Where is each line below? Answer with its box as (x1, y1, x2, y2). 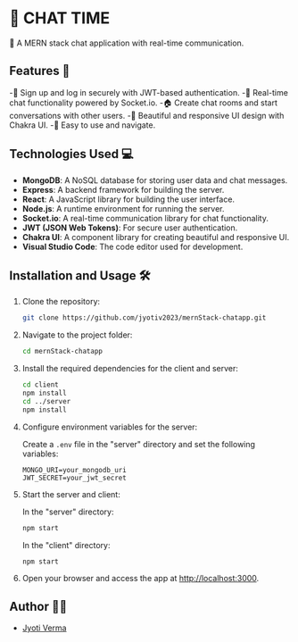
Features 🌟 (9, 63, 70, 79)
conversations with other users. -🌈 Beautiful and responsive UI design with (9, 110, 285, 121)
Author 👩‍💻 (9, 598, 68, 614)
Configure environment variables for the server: (21, 421, 198, 432)
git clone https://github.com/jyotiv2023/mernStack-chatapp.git (21, 313, 267, 322)
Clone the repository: (21, 296, 101, 307)
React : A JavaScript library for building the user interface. (21, 194, 235, 204)
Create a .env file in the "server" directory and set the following (21, 438, 256, 449)
